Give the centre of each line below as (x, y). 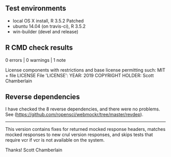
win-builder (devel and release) (46, 31)
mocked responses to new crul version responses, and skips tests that (79, 134)
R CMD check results (39, 48)
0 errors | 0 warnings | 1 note (36, 60)
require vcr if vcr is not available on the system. (55, 140)
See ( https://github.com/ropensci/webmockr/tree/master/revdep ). (74, 115)
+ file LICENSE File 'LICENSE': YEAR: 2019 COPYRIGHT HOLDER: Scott (80, 75)
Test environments (36, 8)
